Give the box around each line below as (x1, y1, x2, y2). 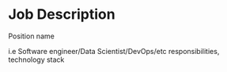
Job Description (8, 5, 116, 23)
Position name (8, 31, 55, 41)
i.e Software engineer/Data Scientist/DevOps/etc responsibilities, (8, 46, 220, 56)
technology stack (8, 55, 65, 64)
